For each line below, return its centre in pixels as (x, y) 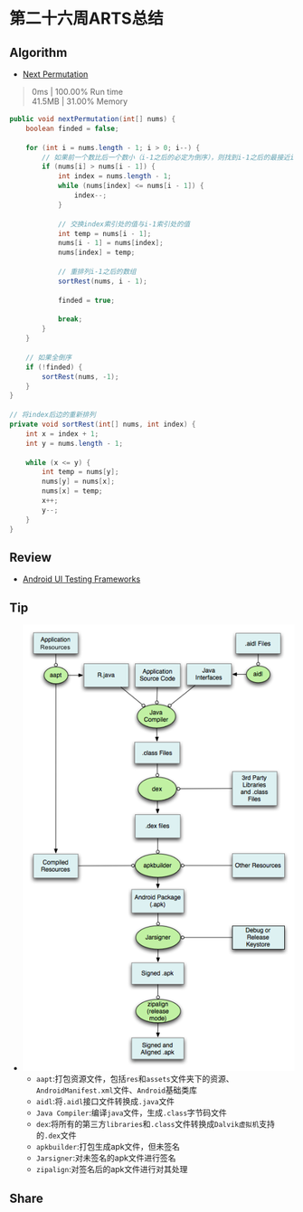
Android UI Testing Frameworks (81, 579)
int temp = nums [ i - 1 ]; (104, 233)
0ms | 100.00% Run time (77, 92)
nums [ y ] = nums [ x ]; (79, 482)
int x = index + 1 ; (62, 434)
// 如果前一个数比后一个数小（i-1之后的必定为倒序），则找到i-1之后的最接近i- (170, 157)
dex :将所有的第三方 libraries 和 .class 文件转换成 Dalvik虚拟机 (147, 1124)
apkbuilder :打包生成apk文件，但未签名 (108, 1147)
